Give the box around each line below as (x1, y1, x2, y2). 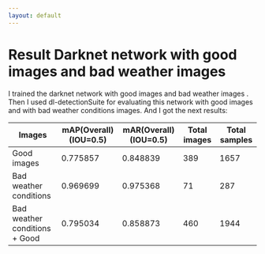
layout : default (8, 11, 62, 20)
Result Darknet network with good (8, 45, 237, 63)
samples (219, 134, 253, 145)
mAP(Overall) (62, 124, 114, 135)
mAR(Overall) (122, 124, 175, 135)
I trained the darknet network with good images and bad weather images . (8, 89, 249, 98)
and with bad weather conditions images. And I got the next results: (8, 105, 228, 115)
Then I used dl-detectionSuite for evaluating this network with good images (8, 97, 254, 107)
